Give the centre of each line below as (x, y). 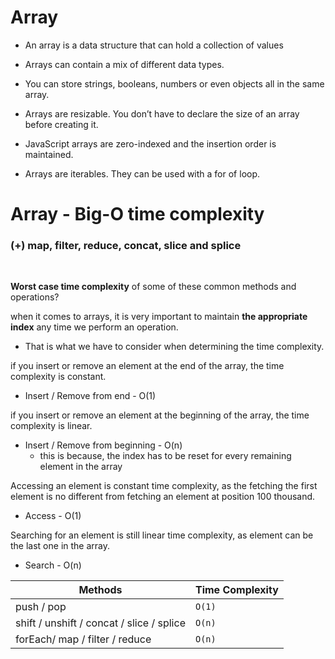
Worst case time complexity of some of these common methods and (153, 287)
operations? (35, 297)
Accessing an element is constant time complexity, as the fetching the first (164, 486)
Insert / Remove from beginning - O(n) (103, 445)
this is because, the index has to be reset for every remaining (165, 456)
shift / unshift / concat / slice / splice (100, 623)
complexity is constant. (58, 377)
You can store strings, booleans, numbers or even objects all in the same (174, 83)
